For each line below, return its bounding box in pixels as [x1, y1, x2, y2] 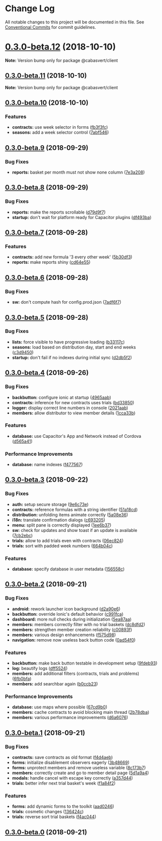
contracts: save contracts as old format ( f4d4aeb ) [12, 754, 113, 761]
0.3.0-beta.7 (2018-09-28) [5, 229, 88, 237]
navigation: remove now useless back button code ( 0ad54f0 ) [12, 637, 136, 643]
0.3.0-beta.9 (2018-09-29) [5, 143, 89, 152]
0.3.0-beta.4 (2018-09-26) [5, 369, 89, 377]
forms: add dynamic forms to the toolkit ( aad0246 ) [12, 803, 114, 809]
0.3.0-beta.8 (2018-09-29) [5, 183, 89, 192]
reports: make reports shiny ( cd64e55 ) [12, 259, 91, 265]
